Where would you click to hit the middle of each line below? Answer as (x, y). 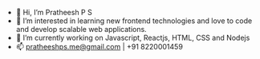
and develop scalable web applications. (81, 29)
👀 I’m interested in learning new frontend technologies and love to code (134, 21)
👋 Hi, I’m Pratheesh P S (54, 12)
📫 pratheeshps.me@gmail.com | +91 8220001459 (99, 47)
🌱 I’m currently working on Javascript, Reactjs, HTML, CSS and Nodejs (133, 37)
